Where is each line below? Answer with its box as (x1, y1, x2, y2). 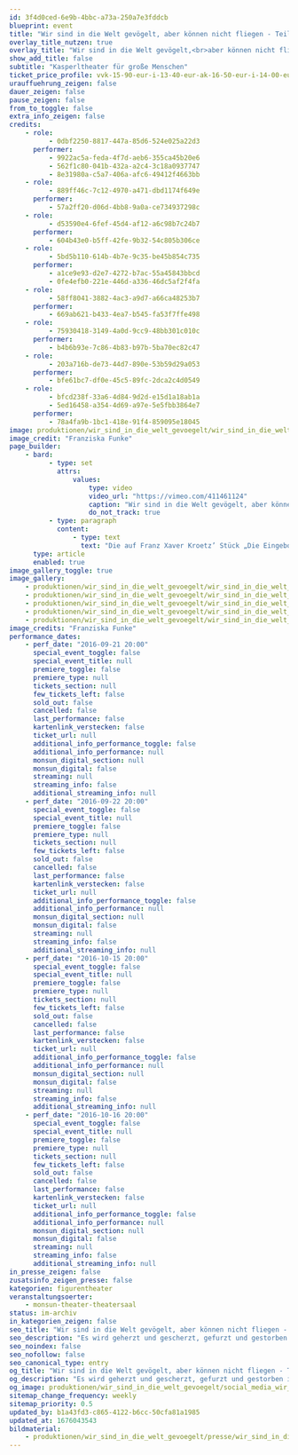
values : (72, 475, 101, 484)
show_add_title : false (9, 54, 93, 63)
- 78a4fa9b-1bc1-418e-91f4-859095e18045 (48, 417, 200, 426)
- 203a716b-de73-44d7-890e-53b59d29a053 (48, 360, 200, 368)
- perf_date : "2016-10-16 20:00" (25, 1111, 149, 1119)
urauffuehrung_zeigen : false (9, 79, 117, 88)
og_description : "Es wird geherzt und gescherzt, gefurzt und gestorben (9, 1375, 284, 1384)
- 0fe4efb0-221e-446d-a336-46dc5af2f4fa (48, 277, 200, 286)
